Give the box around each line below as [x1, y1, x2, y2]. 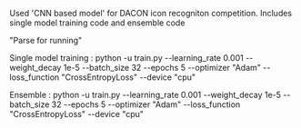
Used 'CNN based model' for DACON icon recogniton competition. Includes [9, 8, 293, 18]
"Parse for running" [9, 35, 83, 45]
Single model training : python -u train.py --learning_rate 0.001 [9, 53, 244, 63]
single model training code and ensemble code [9, 17, 186, 28]
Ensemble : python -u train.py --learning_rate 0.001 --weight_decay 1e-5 [9, 90, 282, 100]
